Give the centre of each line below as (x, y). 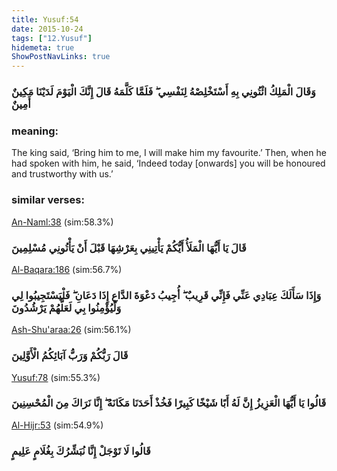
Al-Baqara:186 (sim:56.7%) (67, 269)
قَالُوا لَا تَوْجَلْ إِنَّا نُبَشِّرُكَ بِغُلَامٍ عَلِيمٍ (81, 451)
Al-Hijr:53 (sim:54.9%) (57, 425)
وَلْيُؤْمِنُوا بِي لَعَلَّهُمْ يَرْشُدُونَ (66, 308)
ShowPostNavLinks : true (61, 57)
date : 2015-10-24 (47, 29)
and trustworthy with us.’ (62, 174)
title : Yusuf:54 (45, 19)
